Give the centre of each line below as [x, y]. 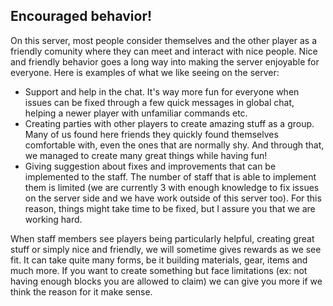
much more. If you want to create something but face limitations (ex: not [159, 270]
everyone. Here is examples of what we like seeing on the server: [145, 72]
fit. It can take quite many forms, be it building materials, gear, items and [159, 260]
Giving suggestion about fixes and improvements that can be [150, 166]
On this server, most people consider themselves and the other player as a [164, 40]
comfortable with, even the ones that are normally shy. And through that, [174, 145]
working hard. [53, 219]
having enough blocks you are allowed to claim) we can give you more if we [166, 281]
